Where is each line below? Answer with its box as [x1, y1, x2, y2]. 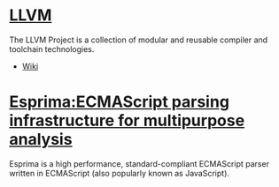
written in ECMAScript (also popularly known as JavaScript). [9, 168, 230, 178]
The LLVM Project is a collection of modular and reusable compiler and [9, 34, 268, 45]
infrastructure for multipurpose [9, 111, 245, 131]
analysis [9, 130, 73, 150]
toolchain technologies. [9, 43, 95, 54]
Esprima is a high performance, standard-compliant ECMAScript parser [9, 158, 270, 168]
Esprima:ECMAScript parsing [9, 92, 230, 112]
